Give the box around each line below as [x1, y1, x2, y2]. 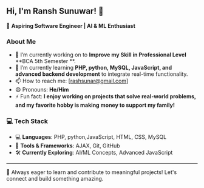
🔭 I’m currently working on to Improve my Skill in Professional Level [15, 51, 186, 58]
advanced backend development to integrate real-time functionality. [15, 70, 188, 78]
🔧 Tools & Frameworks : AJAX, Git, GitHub [15, 142, 120, 149]
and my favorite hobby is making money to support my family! [15, 101, 175, 109]
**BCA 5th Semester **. [15, 58, 76, 65]
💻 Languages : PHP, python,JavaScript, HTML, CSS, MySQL [15, 133, 167, 141]
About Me [6, 37, 36, 45]
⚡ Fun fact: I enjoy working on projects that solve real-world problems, [15, 93, 196, 100]
